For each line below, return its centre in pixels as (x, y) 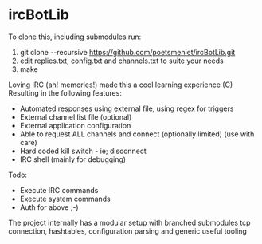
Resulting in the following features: (65, 92)
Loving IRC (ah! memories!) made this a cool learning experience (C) (121, 85)
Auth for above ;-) (49, 207)
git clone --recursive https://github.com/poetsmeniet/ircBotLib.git (127, 52)
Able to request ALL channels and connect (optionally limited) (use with (137, 134)
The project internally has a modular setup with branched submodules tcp (129, 222)
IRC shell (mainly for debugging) (72, 159)
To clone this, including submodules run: (75, 37)
